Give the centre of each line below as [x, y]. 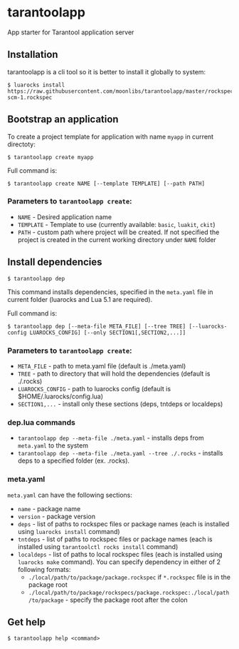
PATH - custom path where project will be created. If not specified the [118, 232]
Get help [27, 622]
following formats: [44, 569]
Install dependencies [55, 262]
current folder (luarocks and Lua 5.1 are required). [80, 299]
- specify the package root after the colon [127, 600]
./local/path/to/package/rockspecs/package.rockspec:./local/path [129, 593]
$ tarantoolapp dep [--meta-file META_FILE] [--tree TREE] [97, 326]
